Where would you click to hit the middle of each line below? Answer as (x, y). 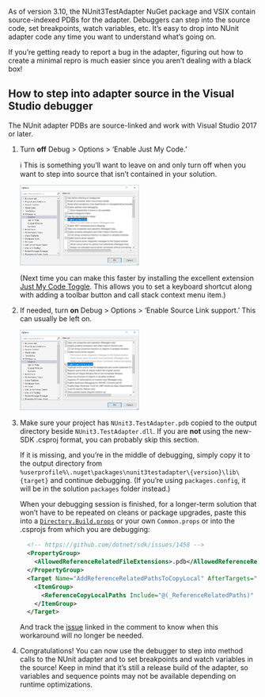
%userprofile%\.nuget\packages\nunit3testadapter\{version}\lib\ (129, 473)
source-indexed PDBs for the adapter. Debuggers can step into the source (129, 20)
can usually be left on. (56, 319)
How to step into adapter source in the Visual (121, 94)
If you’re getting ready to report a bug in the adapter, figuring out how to (126, 52)
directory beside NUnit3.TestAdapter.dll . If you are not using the (126, 431)
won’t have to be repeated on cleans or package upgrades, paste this (133, 513)
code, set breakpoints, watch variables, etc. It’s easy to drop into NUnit (124, 28)
